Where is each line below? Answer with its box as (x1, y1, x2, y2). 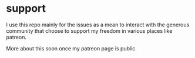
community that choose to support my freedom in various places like (6, 27, 173, 34)
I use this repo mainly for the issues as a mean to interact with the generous (6, 21, 190, 28)
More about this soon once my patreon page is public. (6, 45, 137, 52)
